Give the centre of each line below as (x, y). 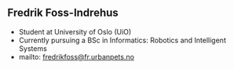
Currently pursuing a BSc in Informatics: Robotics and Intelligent (122, 40)
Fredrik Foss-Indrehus (63, 13)
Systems (33, 48)
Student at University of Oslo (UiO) (75, 31)
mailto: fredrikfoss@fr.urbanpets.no (77, 56)
